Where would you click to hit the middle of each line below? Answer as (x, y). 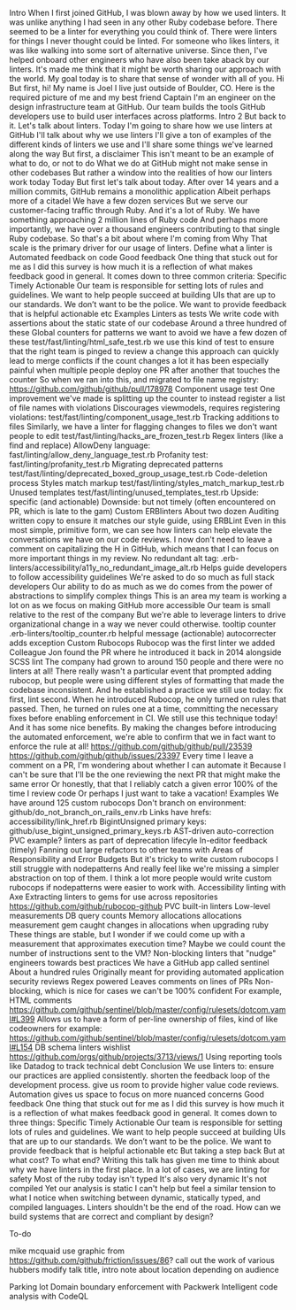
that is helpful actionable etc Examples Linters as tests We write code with (144, 314)
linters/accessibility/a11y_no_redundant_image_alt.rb (104, 567)
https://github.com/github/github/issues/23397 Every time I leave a (131, 755)
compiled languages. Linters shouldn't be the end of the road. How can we (145, 1207)
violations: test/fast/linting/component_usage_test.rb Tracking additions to (144, 417)
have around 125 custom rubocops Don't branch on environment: (128, 803)
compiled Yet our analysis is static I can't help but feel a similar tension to (143, 1188)
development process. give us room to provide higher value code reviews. (144, 1085)
